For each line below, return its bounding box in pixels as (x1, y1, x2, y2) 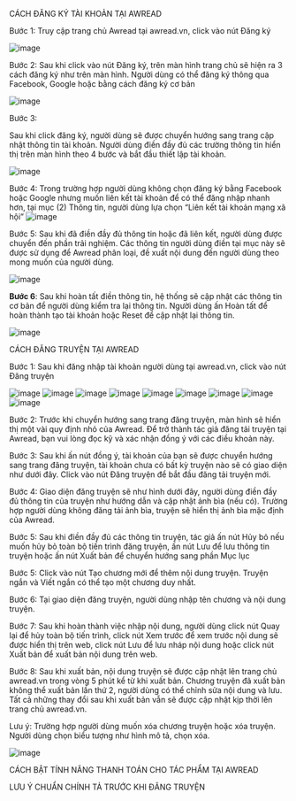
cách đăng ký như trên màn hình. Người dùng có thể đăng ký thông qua (9, 69, 269, 80)
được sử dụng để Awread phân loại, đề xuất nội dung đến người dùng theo (9, 248, 280, 258)
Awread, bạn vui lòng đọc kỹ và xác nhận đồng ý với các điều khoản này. (9, 434, 276, 443)
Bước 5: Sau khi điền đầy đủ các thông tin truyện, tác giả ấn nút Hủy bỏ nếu (9, 532, 285, 542)
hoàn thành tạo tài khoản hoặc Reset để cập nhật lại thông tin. (9, 310, 235, 320)
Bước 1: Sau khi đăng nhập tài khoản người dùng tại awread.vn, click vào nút (9, 361, 287, 372)
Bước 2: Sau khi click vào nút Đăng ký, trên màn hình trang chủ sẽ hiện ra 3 (9, 60, 283, 70)
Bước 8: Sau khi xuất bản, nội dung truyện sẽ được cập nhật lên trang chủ (9, 666, 277, 676)
